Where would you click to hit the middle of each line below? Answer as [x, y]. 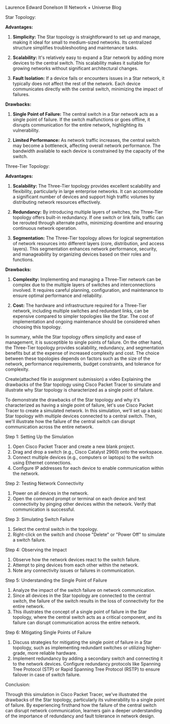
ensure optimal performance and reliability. [58, 295]
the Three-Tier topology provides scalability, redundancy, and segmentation [84, 348]
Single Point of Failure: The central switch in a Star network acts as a [85, 114]
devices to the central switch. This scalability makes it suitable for [81, 63]
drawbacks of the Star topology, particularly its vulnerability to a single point [85, 700]
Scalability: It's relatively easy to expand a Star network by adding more [88, 57]
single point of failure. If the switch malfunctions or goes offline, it [81, 119]
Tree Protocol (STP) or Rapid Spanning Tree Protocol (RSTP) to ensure [86, 669]
